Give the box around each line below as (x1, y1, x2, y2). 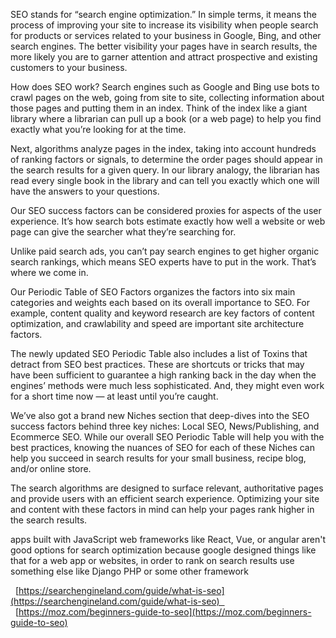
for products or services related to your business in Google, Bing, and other (10, 30, 322, 41)
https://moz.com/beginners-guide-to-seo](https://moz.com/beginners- (18, 606, 312, 618)
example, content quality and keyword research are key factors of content (10, 307, 315, 319)
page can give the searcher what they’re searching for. (10, 226, 237, 238)
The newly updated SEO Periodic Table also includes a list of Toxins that (10, 348, 308, 359)
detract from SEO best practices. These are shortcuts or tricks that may (10, 359, 305, 370)
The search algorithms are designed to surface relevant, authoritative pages (10, 482, 324, 494)
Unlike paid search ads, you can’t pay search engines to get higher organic (10, 245, 320, 257)
